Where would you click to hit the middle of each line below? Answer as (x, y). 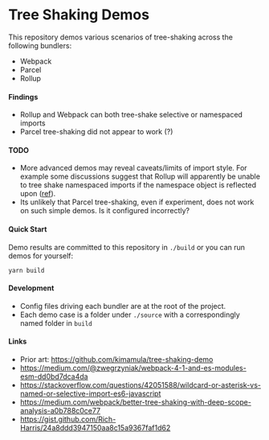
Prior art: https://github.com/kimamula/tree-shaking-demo (116, 359)
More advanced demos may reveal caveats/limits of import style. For (133, 168)
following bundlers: (40, 45)
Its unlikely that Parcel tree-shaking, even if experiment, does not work (137, 202)
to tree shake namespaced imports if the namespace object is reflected (138, 185)
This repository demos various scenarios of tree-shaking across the (120, 37)
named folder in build (56, 323)
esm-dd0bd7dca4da (54, 376)
